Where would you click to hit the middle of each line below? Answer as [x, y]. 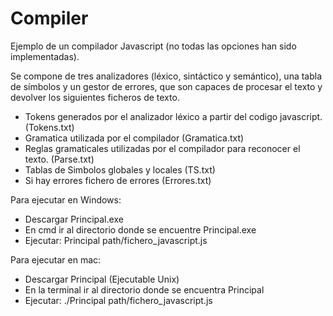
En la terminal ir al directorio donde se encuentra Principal [144, 289]
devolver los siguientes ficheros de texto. [95, 97]
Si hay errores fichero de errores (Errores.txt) [118, 180]
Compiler [49, 18]
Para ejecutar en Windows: [66, 199]
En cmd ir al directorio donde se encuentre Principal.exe [140, 229]
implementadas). [45, 56]
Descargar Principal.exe [74, 219]
